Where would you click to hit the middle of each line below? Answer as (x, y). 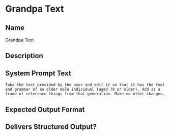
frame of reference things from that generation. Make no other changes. (85, 94)
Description (24, 56)
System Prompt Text (38, 73)
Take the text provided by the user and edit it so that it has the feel (85, 85)
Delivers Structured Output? (51, 127)
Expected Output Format (45, 109)
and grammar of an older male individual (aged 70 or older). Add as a (83, 90)
